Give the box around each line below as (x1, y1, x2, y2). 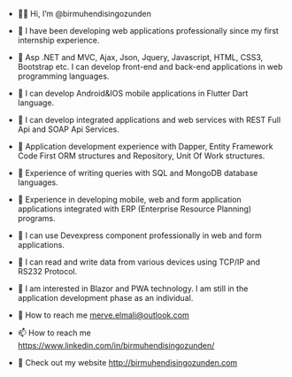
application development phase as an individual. (17, 293, 194, 303)
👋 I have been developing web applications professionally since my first (17, 26, 279, 35)
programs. (17, 213, 56, 223)
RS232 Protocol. (17, 266, 78, 276)
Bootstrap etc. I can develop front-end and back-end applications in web (17, 62, 283, 72)
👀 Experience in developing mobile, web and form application (17, 195, 242, 204)
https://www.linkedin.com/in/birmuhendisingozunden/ (17, 341, 215, 350)
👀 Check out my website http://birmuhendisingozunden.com (17, 358, 238, 367)
